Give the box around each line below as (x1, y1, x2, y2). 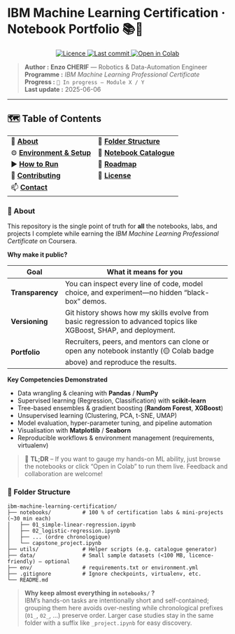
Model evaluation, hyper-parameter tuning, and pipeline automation (17, 419, 212, 427)
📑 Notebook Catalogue (97, 147, 175, 157)
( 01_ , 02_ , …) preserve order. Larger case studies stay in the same (24, 612, 214, 620)
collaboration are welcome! (24, 470, 104, 478)
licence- (188, 552, 215, 559)
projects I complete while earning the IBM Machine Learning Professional (7, 229, 219, 238)
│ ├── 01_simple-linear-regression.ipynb (7, 521, 136, 529)
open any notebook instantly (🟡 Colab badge (65, 346, 215, 356)
